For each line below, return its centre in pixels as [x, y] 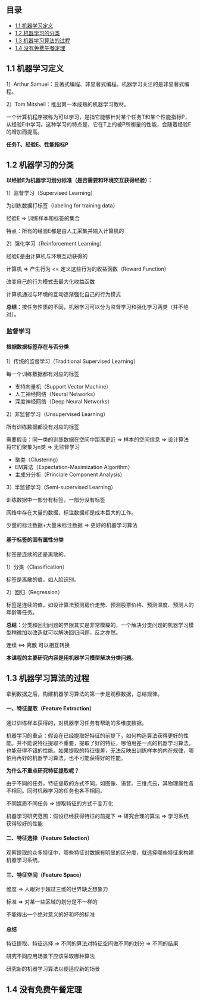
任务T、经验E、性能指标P [37, 144]
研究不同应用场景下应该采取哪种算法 [51, 956]
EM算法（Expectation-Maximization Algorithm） [74, 467]
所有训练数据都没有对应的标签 [43, 427]
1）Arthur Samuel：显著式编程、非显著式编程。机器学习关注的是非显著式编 [98, 84]
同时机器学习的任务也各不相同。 [66, 790]
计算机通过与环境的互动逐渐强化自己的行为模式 [63, 294]
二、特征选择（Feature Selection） [49, 838]
